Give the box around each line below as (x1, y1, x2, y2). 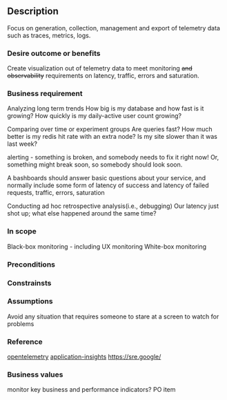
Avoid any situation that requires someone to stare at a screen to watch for (7, 312, 219, 321)
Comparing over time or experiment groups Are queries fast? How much (7, 125, 213, 133)
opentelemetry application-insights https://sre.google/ (7, 352, 161, 361)
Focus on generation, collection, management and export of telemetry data (7, 23, 221, 32)
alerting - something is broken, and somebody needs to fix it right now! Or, (7, 153, 219, 162)
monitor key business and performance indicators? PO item (7, 385, 176, 394)
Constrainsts (7, 278, 52, 287)
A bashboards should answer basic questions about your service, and (7, 174, 206, 182)
